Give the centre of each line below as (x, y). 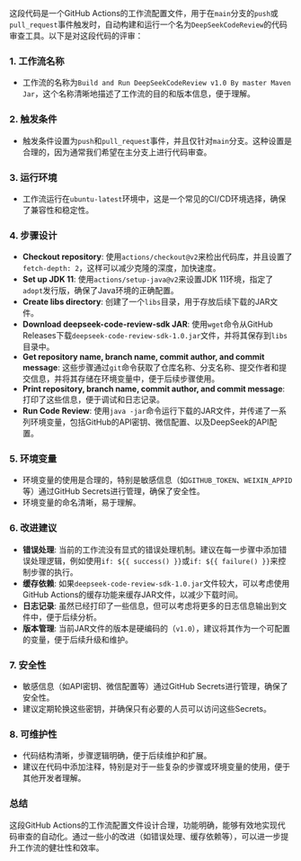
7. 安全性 (28, 665)
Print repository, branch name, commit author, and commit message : (154, 389)
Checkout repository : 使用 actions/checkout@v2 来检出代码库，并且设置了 (157, 257)
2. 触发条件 (33, 120)
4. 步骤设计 (33, 235)
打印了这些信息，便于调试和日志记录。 (93, 399)
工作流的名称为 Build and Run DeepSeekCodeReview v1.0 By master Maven (157, 83)
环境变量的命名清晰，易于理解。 (81, 503)
